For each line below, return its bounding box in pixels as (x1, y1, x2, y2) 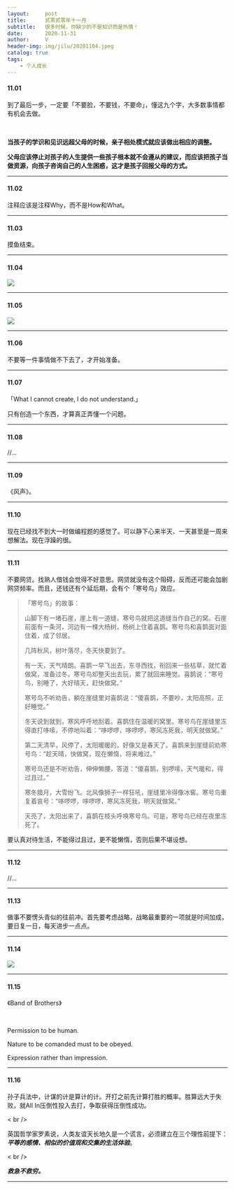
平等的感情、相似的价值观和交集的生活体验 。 (7, 1138, 136, 1146)
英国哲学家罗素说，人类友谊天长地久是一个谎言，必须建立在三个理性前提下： (7, 1129, 228, 1138)
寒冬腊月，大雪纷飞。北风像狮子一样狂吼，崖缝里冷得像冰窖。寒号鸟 (24, 788, 221, 796)
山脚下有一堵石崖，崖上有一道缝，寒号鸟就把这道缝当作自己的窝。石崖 (24, 614, 227, 622)
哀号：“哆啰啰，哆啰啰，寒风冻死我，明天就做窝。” (36, 797, 180, 805)
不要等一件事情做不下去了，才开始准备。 (7, 355, 124, 364)
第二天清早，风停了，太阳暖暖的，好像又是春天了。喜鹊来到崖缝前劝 (24, 741, 221, 749)
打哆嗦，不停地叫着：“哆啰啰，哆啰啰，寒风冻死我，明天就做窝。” (36, 726, 224, 734)
